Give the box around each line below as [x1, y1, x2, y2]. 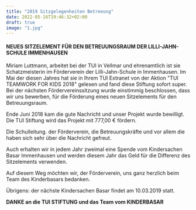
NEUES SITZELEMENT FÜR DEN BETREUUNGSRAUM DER [6, 43, 147, 50]
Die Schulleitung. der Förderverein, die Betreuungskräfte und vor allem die [6, 128, 185, 135]
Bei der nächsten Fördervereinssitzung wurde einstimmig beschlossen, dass [6, 87, 190, 94]
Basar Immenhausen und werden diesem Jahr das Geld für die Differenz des [6, 152, 191, 159]
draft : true [6, 19, 35, 25]
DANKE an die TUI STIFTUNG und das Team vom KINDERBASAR [6, 198, 164, 205]
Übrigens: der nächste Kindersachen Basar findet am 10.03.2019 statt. [6, 187, 176, 194]
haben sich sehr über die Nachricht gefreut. [6, 135, 112, 142]
